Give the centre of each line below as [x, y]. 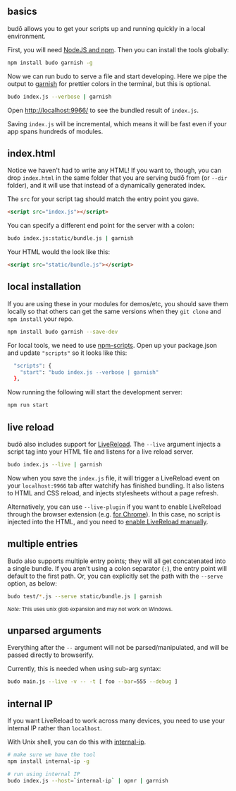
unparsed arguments [55, 630]
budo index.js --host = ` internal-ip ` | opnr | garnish [88, 780]
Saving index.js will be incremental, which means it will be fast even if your [117, 123]
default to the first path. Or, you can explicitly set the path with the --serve [115, 576]
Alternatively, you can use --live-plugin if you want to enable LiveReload [114, 507]
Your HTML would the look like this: [59, 252]
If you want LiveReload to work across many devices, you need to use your [116, 721]
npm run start [28, 405]
